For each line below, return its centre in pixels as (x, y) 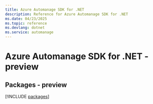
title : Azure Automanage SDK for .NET (45, 10)
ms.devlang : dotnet (25, 28)
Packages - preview (36, 85)
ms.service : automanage (29, 32)
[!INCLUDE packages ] (27, 96)
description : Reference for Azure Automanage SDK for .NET (67, 14)
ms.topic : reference (26, 23)
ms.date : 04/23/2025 (26, 19)
